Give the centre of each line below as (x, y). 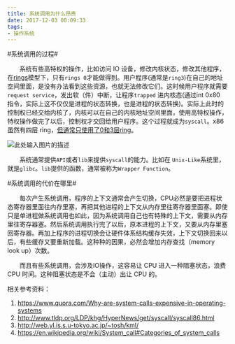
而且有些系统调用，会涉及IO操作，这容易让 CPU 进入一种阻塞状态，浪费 (123, 266)
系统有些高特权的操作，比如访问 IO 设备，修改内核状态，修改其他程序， (123, 69)
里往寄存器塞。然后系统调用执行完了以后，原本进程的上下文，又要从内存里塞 (117, 224)
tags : (15, 27)
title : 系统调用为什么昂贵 (42, 14)
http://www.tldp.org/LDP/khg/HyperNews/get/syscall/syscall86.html (116, 318)
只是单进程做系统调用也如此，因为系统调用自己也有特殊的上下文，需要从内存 (117, 216)
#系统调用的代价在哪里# (42, 183)
